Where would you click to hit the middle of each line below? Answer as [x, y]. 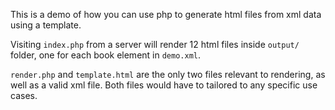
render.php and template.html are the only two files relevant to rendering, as [168, 74]
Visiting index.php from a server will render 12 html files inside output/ [155, 44]
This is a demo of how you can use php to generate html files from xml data [166, 14]
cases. [24, 95]
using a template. [46, 25]
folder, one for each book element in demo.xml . [106, 55]
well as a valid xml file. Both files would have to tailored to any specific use [164, 85]
